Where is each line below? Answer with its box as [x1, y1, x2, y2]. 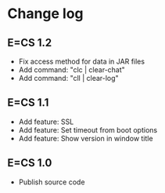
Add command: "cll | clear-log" [18, 74, 119, 82]
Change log [7, 5, 84, 23]
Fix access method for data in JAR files [18, 56, 145, 66]
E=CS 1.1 [7, 96, 49, 110]
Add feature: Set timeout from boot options [18, 125, 158, 134]
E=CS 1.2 [7, 36, 52, 49]
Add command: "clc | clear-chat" [18, 65, 126, 75]
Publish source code [18, 177, 85, 187]
